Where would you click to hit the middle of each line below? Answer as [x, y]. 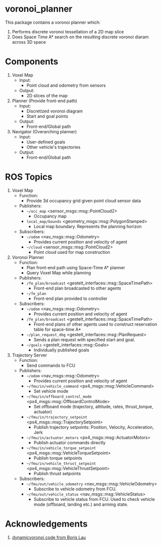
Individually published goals [61, 350]
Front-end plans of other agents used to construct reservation [95, 324]
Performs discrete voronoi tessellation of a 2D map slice [68, 31]
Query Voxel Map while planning [59, 273]
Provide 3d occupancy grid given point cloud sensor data [84, 201]
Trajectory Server [29, 355]
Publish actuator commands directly [70, 442]
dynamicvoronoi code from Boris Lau [49, 537]
